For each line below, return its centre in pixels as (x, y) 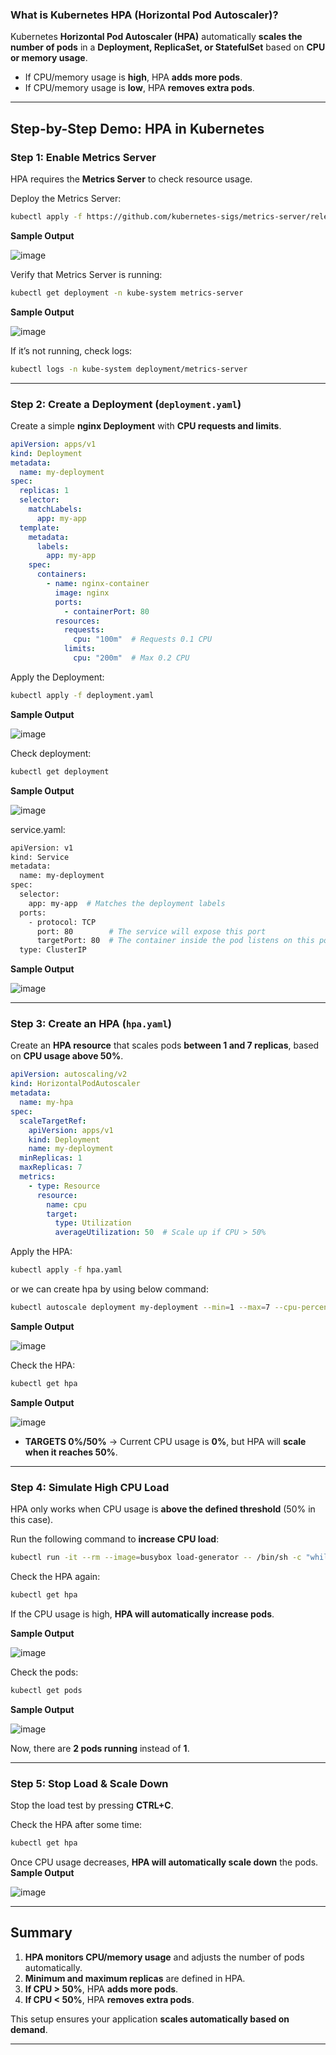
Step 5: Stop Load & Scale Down (89, 1783)
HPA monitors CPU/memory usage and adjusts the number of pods (164, 1957)
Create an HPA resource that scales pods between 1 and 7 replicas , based (165, 1045)
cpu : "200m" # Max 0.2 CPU (131, 658)
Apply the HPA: (41, 1252)
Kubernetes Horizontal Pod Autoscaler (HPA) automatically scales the (156, 37)
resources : (77, 621)
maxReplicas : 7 (51, 1168)
